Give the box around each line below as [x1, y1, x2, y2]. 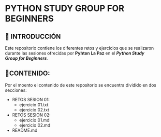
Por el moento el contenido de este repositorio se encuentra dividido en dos [5, 82, 156, 88]
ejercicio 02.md [19, 122, 51, 128]
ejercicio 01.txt [19, 102, 49, 108]
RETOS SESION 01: [12, 96, 50, 102]
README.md [12, 127, 38, 133]
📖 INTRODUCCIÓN [5, 32, 61, 41]
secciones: [5, 87, 27, 93]
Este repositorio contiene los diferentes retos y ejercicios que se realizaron [5, 45, 154, 51]
